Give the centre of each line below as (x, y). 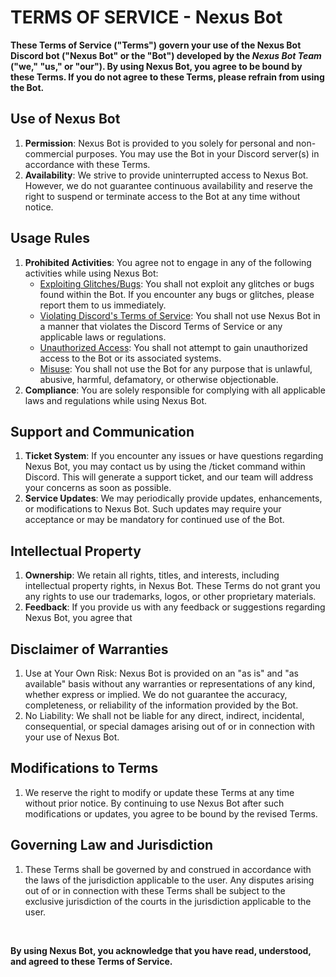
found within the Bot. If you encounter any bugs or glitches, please (177, 294)
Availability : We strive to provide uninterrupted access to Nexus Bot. (166, 175)
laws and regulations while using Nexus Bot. (116, 400)
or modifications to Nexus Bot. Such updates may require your (153, 509)
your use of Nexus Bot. (72, 737)
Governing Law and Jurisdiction (112, 845)
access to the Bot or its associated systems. (130, 358)
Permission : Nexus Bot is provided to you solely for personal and (159, 143)
